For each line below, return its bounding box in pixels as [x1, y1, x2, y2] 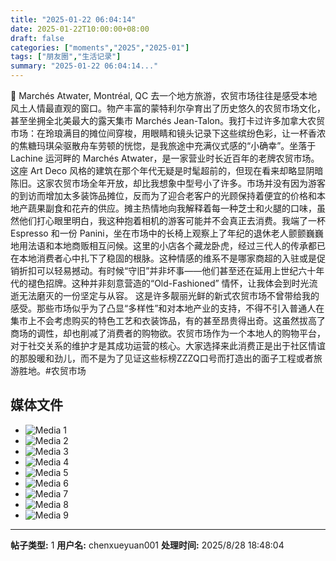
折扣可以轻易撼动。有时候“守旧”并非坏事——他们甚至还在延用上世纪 [18, 265, 299, 276]
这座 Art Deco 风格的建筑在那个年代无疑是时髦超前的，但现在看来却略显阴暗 [10, 165, 324, 176]
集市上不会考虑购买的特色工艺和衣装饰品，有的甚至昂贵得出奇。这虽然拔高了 [10, 315, 326, 326]
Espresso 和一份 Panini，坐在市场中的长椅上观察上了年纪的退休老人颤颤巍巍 [10, 227, 324, 239]
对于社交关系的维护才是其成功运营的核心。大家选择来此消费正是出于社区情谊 [10, 340, 326, 351]
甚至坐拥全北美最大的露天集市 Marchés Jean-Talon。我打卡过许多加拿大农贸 [10, 115, 326, 126]
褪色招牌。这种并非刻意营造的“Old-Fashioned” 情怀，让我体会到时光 [27, 277, 310, 289]
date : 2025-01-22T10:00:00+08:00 [10, 24, 150, 34]
